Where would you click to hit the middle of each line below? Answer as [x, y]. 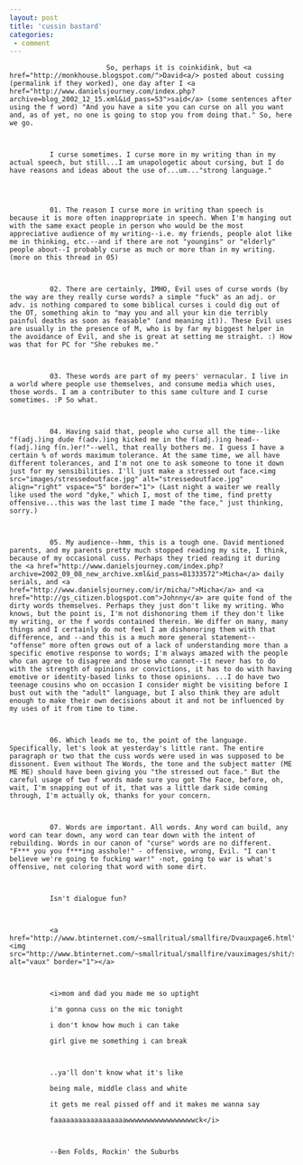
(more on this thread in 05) [64, 258]
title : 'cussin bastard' [56, 26]
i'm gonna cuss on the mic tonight [116, 1009]
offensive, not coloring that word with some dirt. [108, 867]
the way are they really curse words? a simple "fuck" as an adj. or [143, 298]
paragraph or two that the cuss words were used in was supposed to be [147, 756]
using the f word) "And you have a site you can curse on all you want [147, 108]
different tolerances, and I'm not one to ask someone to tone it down [147, 464]
